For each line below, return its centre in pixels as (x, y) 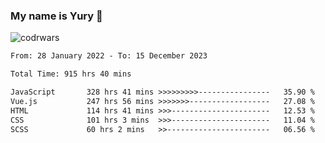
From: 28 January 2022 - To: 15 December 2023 (109, 56)
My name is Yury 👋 (56, 16)
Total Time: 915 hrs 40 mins (71, 74)
